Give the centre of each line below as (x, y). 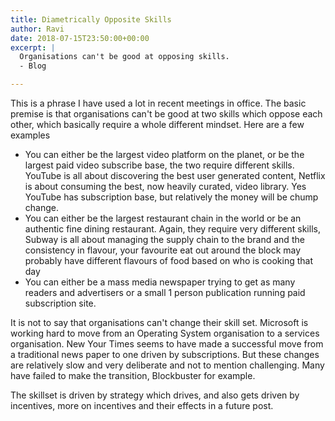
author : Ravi (37, 29)
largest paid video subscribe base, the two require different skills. (159, 165)
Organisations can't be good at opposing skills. (124, 57)
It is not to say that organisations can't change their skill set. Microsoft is (159, 322)
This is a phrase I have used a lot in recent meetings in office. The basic (158, 103)
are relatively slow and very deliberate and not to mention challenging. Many (167, 365)
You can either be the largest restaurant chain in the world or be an (163, 218)
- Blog (33, 66)
